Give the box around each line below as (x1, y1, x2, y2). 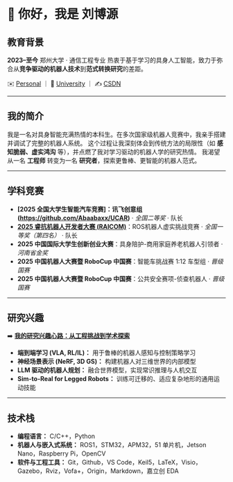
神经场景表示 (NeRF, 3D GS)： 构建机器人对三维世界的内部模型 (17, 358, 196, 366)
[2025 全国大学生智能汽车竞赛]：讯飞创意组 (17, 204, 143, 213)
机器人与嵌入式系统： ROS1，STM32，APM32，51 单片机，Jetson (17, 441, 207, 449)
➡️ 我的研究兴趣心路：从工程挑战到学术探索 (7, 332, 130, 340)
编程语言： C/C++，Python (17, 432, 96, 440)
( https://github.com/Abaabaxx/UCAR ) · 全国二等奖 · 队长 (17, 214, 183, 222)
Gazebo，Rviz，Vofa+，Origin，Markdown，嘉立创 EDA (17, 467, 179, 475)
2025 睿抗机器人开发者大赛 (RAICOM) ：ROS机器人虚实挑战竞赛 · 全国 (17, 222, 217, 230)
